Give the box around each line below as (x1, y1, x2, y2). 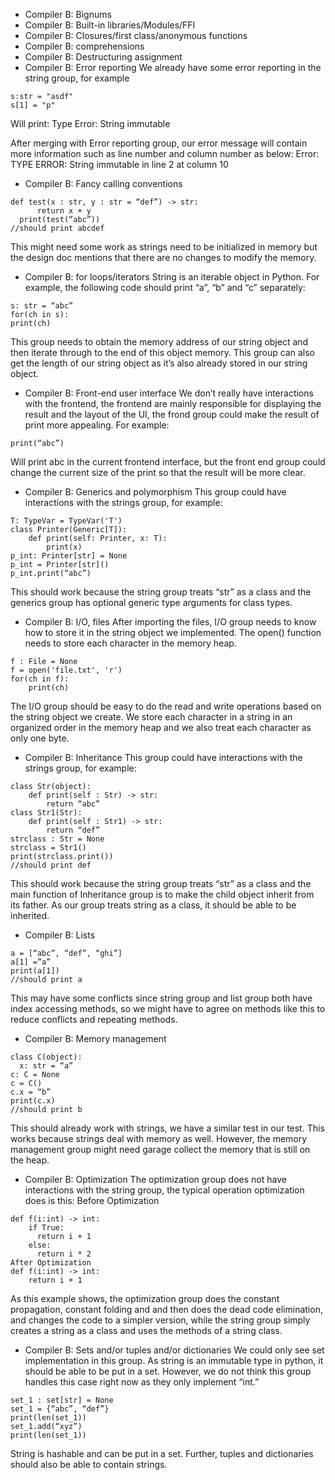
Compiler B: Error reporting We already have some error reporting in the (24, 62, 322, 73)
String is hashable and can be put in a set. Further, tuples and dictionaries (10, 1448, 314, 1459)
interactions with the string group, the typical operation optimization (24, 1184, 305, 1196)
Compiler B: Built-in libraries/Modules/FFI (24, 19, 196, 31)
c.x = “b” (10, 1087, 52, 1097)
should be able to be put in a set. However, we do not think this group (24, 1365, 312, 1377)
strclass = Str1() (10, 843, 87, 853)
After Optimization (10, 1258, 92, 1268)
